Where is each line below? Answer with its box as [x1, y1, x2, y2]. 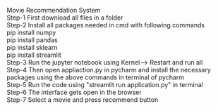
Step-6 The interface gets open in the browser [6, 88, 142, 96]
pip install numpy [6, 28, 56, 37]
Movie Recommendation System [6, 6, 101, 14]
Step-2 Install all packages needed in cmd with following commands [6, 21, 205, 29]
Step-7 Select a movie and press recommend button [6, 96, 159, 104]
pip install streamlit [6, 51, 61, 59]
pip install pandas [6, 36, 58, 44]
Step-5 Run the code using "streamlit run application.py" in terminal [6, 81, 204, 89]
